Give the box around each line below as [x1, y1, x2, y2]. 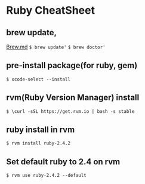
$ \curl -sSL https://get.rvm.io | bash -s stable [6, 108, 135, 114]
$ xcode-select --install [6, 76, 70, 82]
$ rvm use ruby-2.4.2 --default [6, 173, 87, 179]
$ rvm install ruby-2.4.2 [6, 140, 70, 146]
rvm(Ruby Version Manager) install [6, 93, 140, 103]
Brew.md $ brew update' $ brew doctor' [6, 43, 106, 50]
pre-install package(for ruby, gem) [6, 60, 138, 70]
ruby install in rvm [6, 125, 75, 135]
